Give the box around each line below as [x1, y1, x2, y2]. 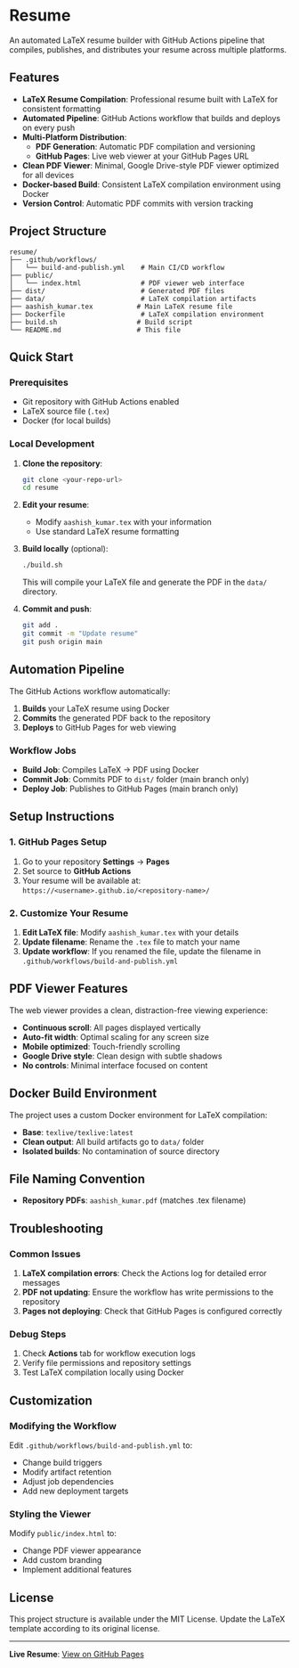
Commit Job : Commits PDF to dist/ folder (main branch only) [21, 773, 249, 784]
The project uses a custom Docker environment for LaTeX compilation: [9, 1109, 268, 1120]
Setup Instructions [9, 809, 115, 824]
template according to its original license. [9, 1623, 160, 1634]
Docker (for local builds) [21, 415, 111, 426]
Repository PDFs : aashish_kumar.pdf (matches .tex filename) [21, 1195, 246, 1206]
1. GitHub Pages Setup [9, 836, 108, 848]
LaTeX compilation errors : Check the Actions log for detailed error [21, 1268, 267, 1279]
